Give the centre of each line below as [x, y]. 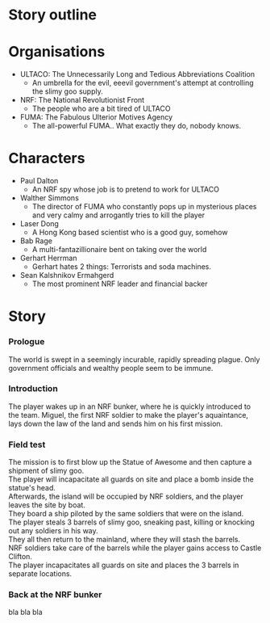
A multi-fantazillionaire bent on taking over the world [119, 250]
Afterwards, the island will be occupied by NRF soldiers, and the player [126, 497]
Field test [27, 444]
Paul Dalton [39, 181]
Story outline [53, 15]
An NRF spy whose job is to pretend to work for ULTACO [126, 189]
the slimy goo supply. [67, 91]
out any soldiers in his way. [53, 531]
